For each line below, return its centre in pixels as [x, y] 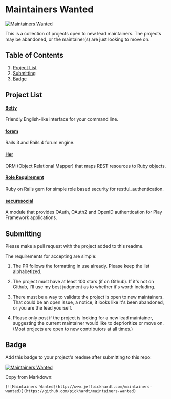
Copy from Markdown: [29, 377]
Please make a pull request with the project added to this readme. [74, 246]
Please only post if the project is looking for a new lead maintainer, [83, 318]
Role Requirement [25, 177]
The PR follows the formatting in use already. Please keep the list [81, 266]
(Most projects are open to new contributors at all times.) [73, 329]
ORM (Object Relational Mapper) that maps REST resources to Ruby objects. [86, 166]
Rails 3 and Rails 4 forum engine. [40, 142]
